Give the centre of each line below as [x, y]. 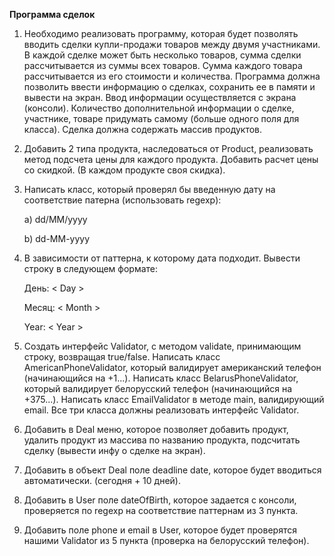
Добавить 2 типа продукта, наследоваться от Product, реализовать [168, 148]
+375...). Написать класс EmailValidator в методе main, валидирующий [174, 399]
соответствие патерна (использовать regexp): [122, 200]
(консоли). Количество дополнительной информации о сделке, [159, 108]
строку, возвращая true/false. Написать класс [122, 357]
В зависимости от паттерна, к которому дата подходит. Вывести [162, 258]
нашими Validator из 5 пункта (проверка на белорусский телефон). [166, 540]
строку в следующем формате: [91, 268]
